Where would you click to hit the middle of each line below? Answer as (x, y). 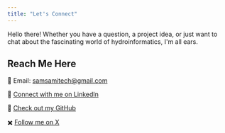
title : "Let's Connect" (43, 14)
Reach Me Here (42, 64)
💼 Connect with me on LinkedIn (53, 94)
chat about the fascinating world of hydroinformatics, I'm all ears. (103, 41)
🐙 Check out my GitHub (42, 108)
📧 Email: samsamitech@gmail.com (57, 81)
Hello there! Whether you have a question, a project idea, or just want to (112, 34)
